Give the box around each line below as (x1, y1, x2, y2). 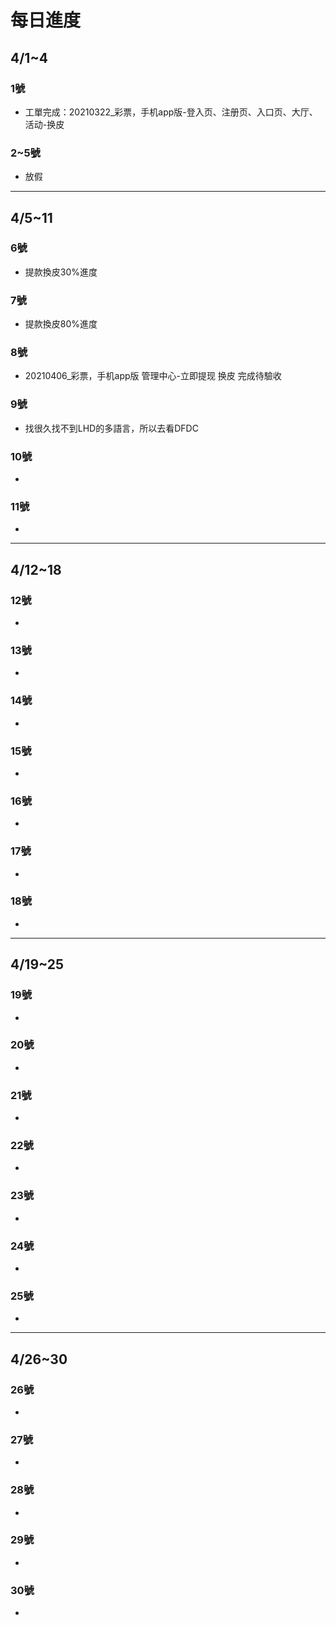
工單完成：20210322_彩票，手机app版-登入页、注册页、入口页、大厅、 (24, 106, 318, 118)
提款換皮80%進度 (24, 318, 98, 330)
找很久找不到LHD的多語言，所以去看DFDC (24, 422, 199, 434)
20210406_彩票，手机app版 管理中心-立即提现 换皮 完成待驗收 (24, 370, 282, 382)
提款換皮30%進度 (24, 266, 98, 278)
